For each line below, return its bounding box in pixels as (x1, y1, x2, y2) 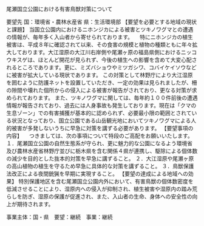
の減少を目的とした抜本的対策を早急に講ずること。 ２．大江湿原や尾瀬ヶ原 (6, 155, 194, 162)
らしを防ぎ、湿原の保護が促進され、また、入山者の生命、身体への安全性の (6, 193, 192, 200)
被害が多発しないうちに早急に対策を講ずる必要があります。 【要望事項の (11, 125, 194, 132)
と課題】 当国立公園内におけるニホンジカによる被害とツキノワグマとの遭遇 (6, 26, 194, 33)
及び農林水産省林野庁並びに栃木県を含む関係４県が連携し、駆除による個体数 (6, 148, 198, 154)
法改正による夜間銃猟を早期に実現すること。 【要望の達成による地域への (6, 170, 189, 177)
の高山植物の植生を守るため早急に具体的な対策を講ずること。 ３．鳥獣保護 (6, 163, 194, 169)
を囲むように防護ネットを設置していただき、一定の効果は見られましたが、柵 (6, 79, 197, 86)
